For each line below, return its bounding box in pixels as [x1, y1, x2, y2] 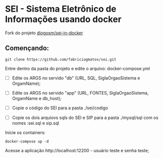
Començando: [5, 44, 50, 52]
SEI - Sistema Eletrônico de [5, 3, 117, 15]
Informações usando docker [5, 14, 122, 25]
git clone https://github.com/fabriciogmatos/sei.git [5, 57, 117, 62]
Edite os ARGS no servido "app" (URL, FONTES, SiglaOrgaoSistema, [12, 90, 149, 96]
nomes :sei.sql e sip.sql [12, 120, 59, 126]
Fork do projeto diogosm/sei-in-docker [5, 30, 83, 36]
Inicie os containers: [5, 130, 46, 135]
